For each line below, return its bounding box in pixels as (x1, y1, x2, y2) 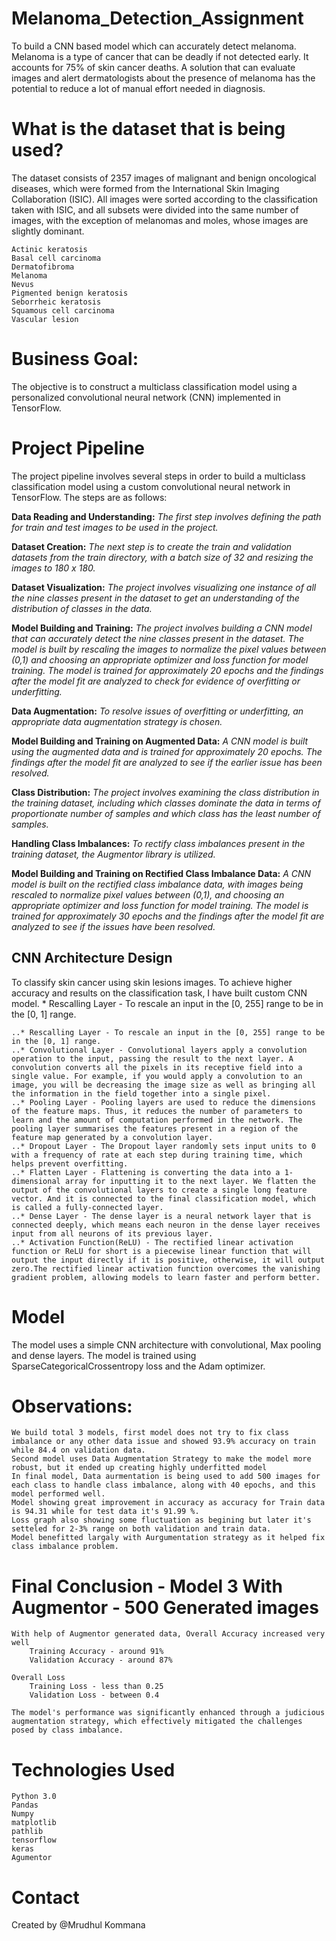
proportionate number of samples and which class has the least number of (11, 807, 321, 819)
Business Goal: (11, 348, 139, 371)
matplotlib (11, 1818, 57, 1828)
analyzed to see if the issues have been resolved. (11, 920, 216, 932)
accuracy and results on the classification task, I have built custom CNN (11, 987, 308, 999)
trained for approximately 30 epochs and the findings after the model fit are (11, 910, 325, 922)
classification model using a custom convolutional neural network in (11, 480, 291, 492)
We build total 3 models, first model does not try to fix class (11, 1428, 289, 1438)
